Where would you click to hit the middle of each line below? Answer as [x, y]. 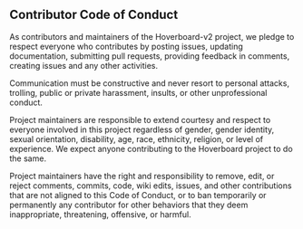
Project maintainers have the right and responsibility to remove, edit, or [142, 176]
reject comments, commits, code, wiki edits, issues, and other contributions [151, 186]
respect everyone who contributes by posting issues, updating [126, 46]
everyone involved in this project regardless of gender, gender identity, [142, 129]
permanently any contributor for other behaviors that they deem [129, 205]
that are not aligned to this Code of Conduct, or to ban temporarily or [138, 195]
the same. [28, 158]
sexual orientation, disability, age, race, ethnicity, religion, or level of [137, 138]
